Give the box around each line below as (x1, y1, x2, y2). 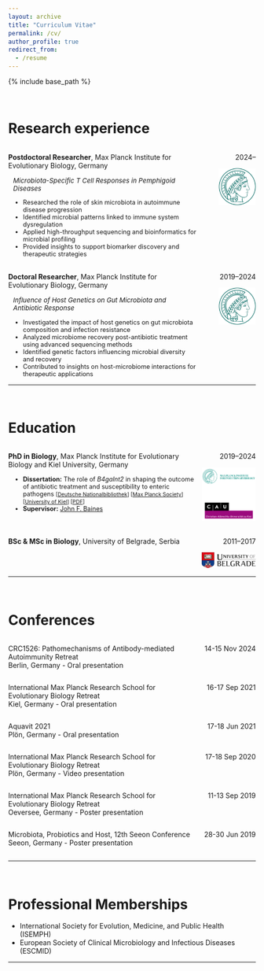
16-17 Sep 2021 (207, 683, 256, 692)
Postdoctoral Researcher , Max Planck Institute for (8, 152, 171, 161)
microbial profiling (23, 235, 76, 244)
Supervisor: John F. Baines (23, 504, 104, 513)
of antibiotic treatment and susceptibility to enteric (23, 482, 170, 491)
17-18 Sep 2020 (205, 752, 256, 762)
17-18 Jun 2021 (207, 722, 256, 731)
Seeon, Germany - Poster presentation (8, 838, 134, 847)
